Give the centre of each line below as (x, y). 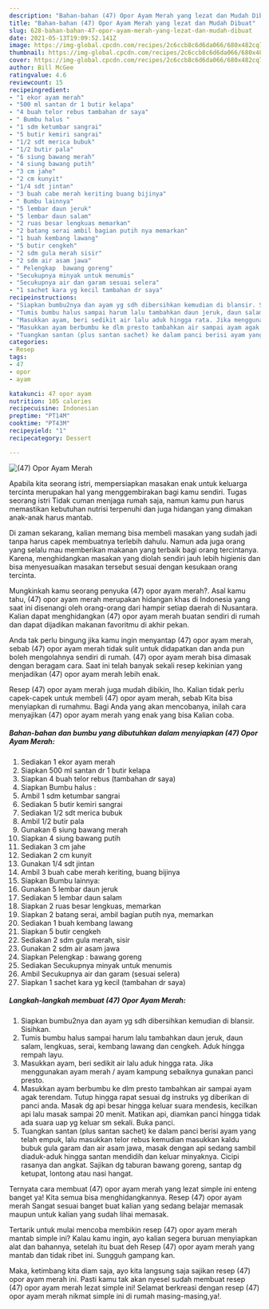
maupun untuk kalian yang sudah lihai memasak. (89, 1214)
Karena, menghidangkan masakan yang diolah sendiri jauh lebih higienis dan (135, 558)
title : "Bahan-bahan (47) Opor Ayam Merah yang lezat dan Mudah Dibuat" (133, 23)
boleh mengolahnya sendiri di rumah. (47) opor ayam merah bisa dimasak (131, 657)
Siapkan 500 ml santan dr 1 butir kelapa (85, 770)
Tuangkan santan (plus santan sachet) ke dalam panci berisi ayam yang (138, 1131)
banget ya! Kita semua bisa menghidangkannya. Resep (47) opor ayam (126, 1197)
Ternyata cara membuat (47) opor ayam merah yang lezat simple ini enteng (133, 1188)
